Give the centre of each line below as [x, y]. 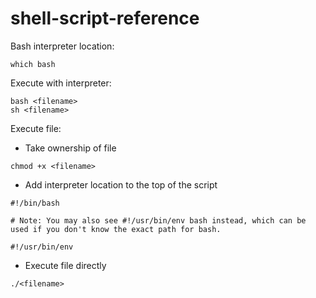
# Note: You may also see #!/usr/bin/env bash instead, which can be [158, 220]
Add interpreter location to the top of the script [121, 184]
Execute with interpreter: [61, 83]
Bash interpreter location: [62, 46]
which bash [33, 64]
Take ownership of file [70, 148]
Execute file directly [65, 265]
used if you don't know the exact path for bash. [116, 229]
